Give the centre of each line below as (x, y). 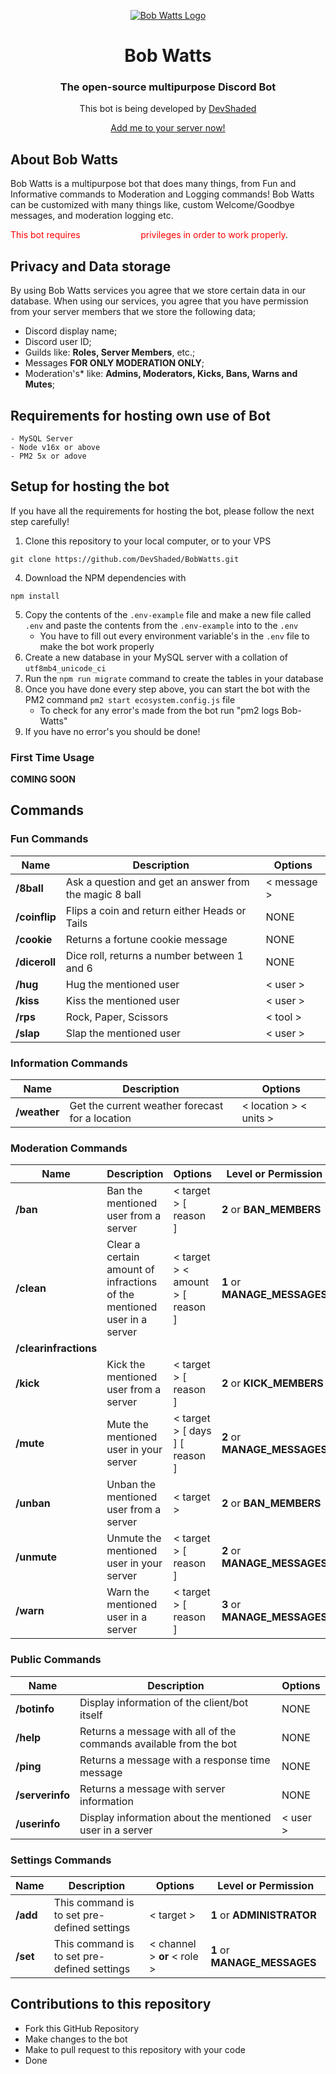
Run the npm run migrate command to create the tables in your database (174, 678)
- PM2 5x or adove (48, 456)
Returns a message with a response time (175, 1760)
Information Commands (69, 1063)
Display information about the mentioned (175, 1817)
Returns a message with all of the (158, 1731)
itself (91, 1715)
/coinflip (36, 917)
